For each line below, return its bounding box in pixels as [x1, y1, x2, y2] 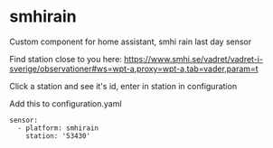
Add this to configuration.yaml [9, 97, 122, 109]
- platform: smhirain [17, 124, 99, 133]
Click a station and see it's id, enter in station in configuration [9, 80, 238, 91]
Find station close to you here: [9, 53, 122, 64]
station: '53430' [25, 131, 91, 141]
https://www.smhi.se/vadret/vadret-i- [123, 53, 264, 64]
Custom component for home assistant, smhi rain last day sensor [9, 36, 252, 47]
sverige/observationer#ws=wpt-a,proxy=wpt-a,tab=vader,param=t [9, 63, 259, 74]
